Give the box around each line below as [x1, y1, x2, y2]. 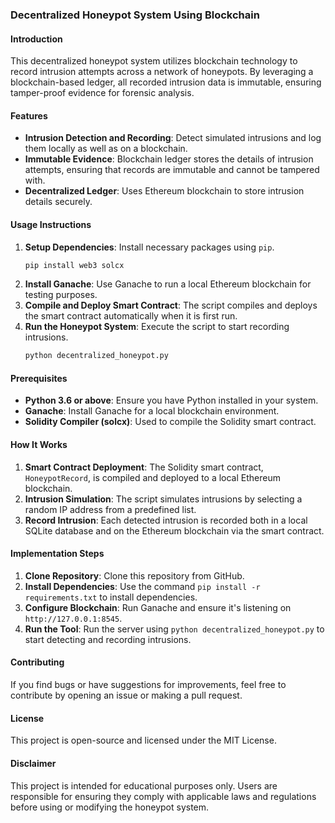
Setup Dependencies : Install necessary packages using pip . [24, 241, 275, 253]
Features [10, 109, 48, 122]
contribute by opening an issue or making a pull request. [10, 689, 243, 702]
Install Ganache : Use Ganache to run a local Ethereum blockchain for [24, 278, 312, 290]
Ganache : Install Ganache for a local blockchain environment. [24, 405, 280, 417]
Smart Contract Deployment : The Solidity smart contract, [24, 461, 264, 473]
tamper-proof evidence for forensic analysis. [10, 87, 195, 99]
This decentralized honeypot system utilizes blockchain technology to [10, 55, 298, 67]
